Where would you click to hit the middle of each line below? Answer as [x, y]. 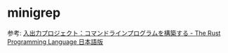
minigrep [34, 13]
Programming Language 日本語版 [55, 41]
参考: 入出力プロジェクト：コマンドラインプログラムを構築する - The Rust [114, 33]
